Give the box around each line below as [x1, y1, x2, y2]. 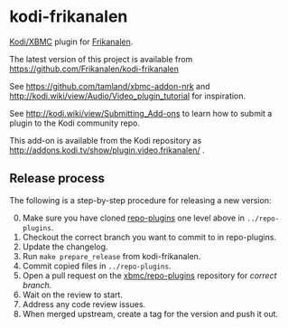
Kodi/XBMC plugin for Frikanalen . [9, 36, 134, 47]
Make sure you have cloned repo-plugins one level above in [22, 212, 246, 223]
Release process [9, 171, 106, 186]
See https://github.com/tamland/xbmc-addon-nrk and [9, 80, 210, 91]
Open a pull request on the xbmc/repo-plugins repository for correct [22, 269, 277, 281]
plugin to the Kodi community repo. [9, 117, 141, 128]
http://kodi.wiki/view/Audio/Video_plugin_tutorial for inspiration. [9, 90, 246, 101]
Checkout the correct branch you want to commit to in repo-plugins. [22, 231, 277, 242]
